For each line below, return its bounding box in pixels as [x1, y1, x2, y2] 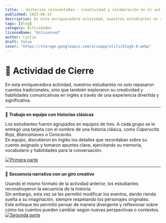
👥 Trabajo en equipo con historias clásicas [5, 111, 94, 117]
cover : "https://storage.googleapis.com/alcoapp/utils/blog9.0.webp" [5, 44, 152, 49]
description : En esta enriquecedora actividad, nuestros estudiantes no [5, 16, 158, 21]
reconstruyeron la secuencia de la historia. [5, 186, 92, 191]
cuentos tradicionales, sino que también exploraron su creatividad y [5, 87, 143, 93]
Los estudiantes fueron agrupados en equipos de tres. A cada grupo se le [5, 121, 156, 127]
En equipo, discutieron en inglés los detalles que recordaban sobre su [5, 137, 147, 143]
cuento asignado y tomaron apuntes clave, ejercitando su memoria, [5, 142, 142, 148]
